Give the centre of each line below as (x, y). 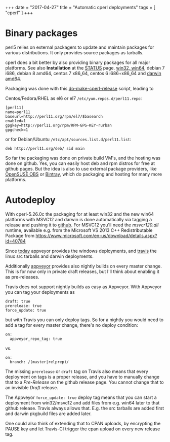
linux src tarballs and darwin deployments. (49, 256)
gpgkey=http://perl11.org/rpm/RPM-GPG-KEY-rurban (59, 125)
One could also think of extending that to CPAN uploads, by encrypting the (83, 423)
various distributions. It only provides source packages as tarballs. (74, 52)
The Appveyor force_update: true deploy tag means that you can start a (81, 397)
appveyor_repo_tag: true (36, 339)
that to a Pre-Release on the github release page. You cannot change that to (84, 382)
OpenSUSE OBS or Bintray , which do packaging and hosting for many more (84, 174)
